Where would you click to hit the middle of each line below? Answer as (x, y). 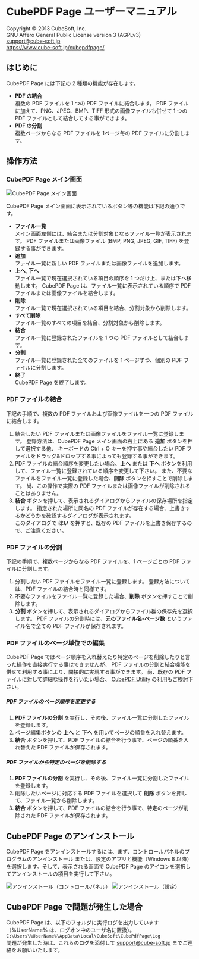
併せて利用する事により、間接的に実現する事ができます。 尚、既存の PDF (96, 672)
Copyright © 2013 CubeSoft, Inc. (46, 28)
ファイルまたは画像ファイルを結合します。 (67, 293)
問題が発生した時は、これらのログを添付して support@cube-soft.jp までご (97, 942)
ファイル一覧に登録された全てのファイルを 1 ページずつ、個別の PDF (98, 360)
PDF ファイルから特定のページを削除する (56, 762)
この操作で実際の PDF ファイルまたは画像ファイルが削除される (113, 486)
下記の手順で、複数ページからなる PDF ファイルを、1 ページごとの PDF (93, 561)
